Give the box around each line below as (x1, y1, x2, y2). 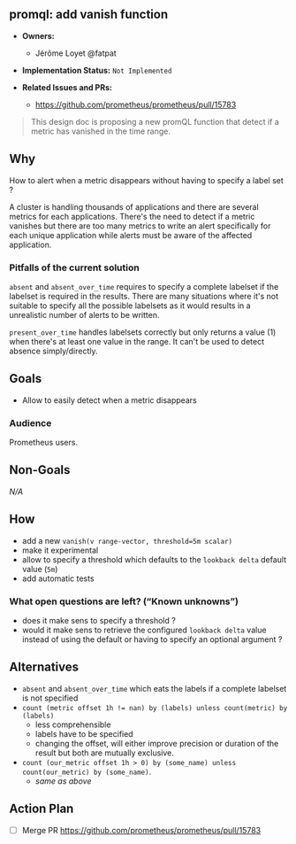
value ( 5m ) (21, 563, 58, 574)
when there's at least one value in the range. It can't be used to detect (9, 336, 265, 346)
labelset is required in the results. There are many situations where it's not (9, 290, 278, 301)
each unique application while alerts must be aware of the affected (9, 229, 253, 240)
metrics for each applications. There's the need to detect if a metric (9, 211, 255, 221)
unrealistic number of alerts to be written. (9, 309, 160, 320)
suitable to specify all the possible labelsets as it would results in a (9, 300, 251, 311)
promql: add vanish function (9, 7, 169, 22)
